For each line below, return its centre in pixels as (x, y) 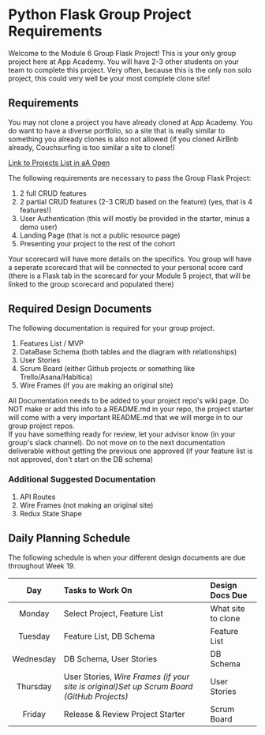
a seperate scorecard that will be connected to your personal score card (125, 267)
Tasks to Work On (98, 590)
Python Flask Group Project (100, 15)
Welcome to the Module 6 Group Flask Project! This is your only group (122, 53)
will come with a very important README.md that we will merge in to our (125, 417)
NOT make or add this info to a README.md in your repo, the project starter (131, 409)
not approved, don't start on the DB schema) (81, 459)
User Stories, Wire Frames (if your (127, 677)
